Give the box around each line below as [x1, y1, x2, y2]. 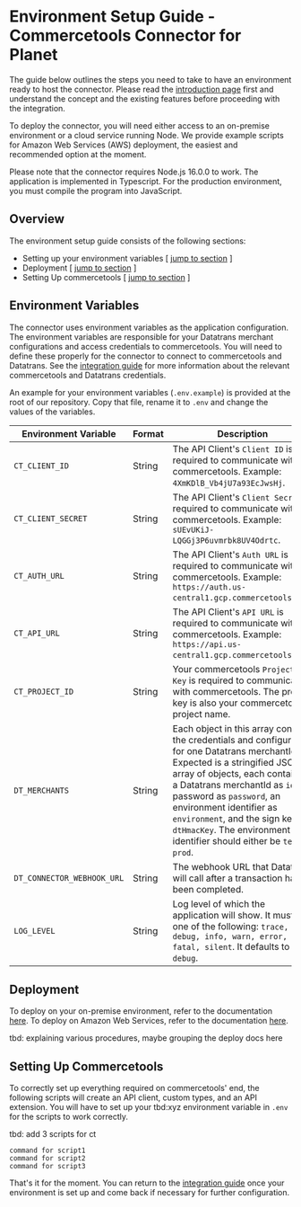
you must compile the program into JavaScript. [9, 185, 183, 196]
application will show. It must [172, 909, 294, 921]
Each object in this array [172, 722, 275, 734]
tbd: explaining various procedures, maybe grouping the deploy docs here [9, 1033, 283, 1043]
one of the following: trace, [172, 919, 289, 932]
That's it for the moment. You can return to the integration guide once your [9, 1177, 285, 1188]
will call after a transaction [172, 872, 283, 884]
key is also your [172, 697, 238, 709]
